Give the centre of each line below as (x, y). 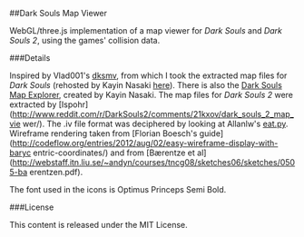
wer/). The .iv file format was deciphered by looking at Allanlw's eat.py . (155, 123)
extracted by (33, 104)
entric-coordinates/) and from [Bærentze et (114, 153)
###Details (30, 58)
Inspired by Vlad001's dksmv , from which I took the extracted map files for (148, 75)
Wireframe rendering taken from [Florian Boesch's (103, 133)
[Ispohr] (74, 104)
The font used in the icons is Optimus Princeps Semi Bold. (118, 189)
